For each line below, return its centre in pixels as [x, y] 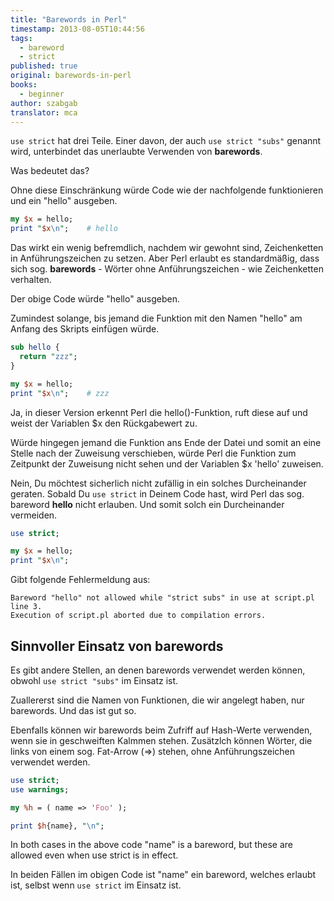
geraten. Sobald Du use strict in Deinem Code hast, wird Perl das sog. [157, 493]
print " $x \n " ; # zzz [60, 393]
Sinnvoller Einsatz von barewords [117, 646]
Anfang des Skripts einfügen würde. [85, 329]
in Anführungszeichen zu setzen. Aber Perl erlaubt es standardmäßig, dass [165, 258]
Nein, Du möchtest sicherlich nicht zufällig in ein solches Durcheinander [158, 483]
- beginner [42, 94]
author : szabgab [44, 103]
